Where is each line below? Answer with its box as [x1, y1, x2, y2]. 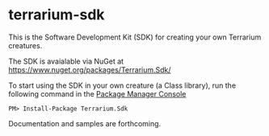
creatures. [8, 40, 43, 50]
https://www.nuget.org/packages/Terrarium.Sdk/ [8, 64, 171, 74]
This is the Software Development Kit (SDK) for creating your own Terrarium [8, 32, 262, 42]
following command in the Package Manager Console [8, 89, 187, 98]
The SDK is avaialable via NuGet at [8, 56, 124, 66]
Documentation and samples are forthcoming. [8, 118, 162, 128]
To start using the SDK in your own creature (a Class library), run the [8, 80, 237, 90]
